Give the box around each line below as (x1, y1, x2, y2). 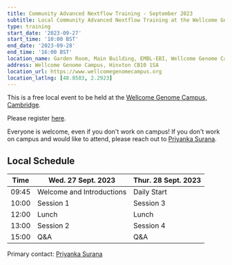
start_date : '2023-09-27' (7, 29, 81, 37)
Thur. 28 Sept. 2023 (133, 176, 202, 185)
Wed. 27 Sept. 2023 (48, 176, 116, 185)
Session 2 (37, 221, 70, 230)
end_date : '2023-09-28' (7, 42, 76, 49)
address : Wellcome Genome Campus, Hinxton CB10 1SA (7, 62, 159, 68)
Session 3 (133, 199, 166, 208)
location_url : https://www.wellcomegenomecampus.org (7, 68, 162, 75)
